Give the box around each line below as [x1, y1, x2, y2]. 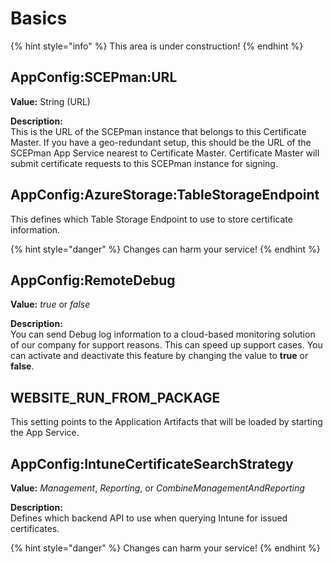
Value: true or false [10, 298, 91, 311]
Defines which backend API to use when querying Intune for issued [10, 512, 288, 524]
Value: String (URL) [10, 95, 91, 107]
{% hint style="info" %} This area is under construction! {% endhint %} [10, 40, 304, 52]
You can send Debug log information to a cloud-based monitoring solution [10, 328, 316, 341]
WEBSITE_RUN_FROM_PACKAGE [10, 389, 221, 406]
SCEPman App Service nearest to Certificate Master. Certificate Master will [10, 147, 320, 159]
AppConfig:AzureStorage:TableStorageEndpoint [10, 187, 320, 204]
